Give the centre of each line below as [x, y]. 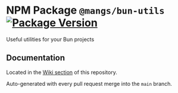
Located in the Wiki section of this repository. [62, 72]
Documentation [36, 58]
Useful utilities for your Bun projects [50, 39]
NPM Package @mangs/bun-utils [85, 10]
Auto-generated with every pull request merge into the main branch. [89, 84]
